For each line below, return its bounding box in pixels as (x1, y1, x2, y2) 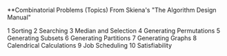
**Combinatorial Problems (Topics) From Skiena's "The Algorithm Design (7, 6, 217, 14)
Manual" (7, 13, 31, 21)
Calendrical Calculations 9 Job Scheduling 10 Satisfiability (7, 41, 172, 49)
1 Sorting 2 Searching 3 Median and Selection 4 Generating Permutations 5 (7, 27, 221, 35)
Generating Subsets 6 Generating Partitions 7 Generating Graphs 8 (7, 34, 197, 42)
